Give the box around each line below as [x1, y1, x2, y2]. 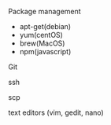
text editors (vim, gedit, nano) [8, 108, 104, 117]
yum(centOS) [19, 31, 63, 39]
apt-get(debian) [19, 22, 72, 31]
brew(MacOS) [19, 39, 65, 48]
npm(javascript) [19, 47, 72, 56]
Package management [8, 7, 81, 16]
